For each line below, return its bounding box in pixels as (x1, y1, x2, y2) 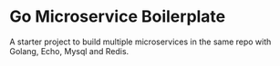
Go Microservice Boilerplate (9, 6, 226, 27)
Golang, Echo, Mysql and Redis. (9, 45, 130, 56)
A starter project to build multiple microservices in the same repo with (9, 36, 272, 47)
